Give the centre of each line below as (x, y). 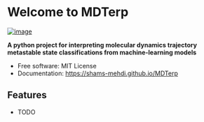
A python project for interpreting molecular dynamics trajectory (102, 45)
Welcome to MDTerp (68, 12)
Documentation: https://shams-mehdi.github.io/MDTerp (98, 73)
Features (27, 95)
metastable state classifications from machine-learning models (102, 52)
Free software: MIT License (57, 66)
